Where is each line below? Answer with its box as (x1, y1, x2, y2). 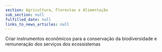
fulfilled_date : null (5, 17, 51, 22)
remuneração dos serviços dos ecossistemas (5, 41, 101, 47)
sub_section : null (5, 12, 44, 17)
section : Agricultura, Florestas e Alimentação (5, 7, 109, 13)
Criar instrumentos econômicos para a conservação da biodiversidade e (5, 36, 157, 42)
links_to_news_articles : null (5, 21, 70, 27)
